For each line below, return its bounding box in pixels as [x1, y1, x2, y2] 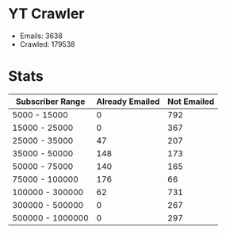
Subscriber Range [15, 96, 86, 107]
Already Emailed [96, 96, 160, 107]
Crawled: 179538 [19, 39, 75, 48]
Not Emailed [167, 96, 215, 107]
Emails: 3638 [19, 31, 63, 40]
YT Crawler [8, 5, 85, 23]
